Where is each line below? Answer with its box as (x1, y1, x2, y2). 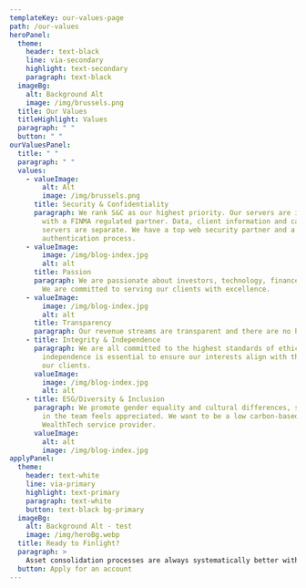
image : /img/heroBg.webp (25, 531, 120, 540)
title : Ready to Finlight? (17, 539, 120, 548)
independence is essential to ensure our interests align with (42, 352, 287, 361)
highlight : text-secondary (25, 65, 128, 74)
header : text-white (25, 471, 100, 480)
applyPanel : (9, 454, 55, 463)
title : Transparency (33, 318, 112, 328)
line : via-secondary (25, 56, 104, 65)
